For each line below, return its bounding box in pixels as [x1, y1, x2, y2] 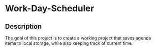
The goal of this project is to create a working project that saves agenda [5, 35, 151, 41]
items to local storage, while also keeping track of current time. [5, 40, 133, 46]
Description [5, 22, 42, 31]
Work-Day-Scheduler [5, 3, 94, 14]
